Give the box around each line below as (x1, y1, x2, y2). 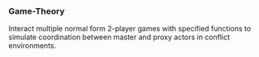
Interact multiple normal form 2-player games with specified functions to (8, 24, 252, 34)
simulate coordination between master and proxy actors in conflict (8, 32, 231, 42)
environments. (8, 41, 57, 51)
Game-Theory (8, 6, 65, 17)
